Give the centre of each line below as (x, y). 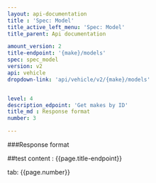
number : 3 (22, 118)
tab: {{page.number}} (39, 172)
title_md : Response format (49, 112)
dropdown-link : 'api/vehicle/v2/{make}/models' (79, 79)
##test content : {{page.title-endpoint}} (65, 158)
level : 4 (20, 99)
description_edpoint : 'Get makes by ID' (68, 105)
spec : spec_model (33, 60)
